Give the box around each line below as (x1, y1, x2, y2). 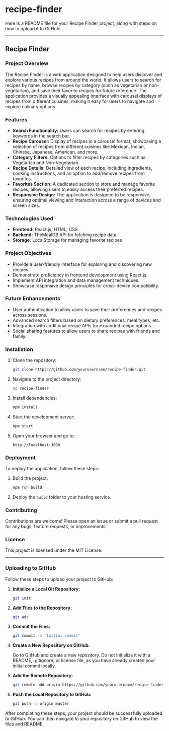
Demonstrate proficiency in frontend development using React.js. (12, 272, 148, 278)
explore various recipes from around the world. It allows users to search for (5, 77, 161, 83)
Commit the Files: (12, 623, 50, 630)
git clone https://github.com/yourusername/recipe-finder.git (12, 367, 146, 372)
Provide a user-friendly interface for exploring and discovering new (12, 261, 152, 267)
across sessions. (12, 312, 48, 318)
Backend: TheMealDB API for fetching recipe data (12, 232, 117, 238)
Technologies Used (5, 215, 54, 222)
